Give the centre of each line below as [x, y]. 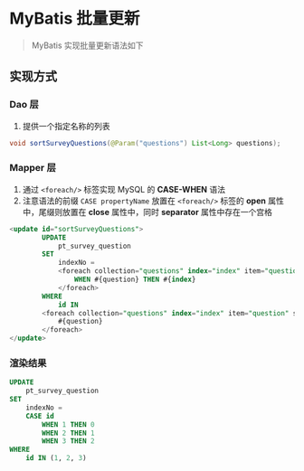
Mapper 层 [33, 168]
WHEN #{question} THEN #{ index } [135, 280]
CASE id [40, 416]
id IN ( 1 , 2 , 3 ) [57, 458]
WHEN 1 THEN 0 [68, 424]
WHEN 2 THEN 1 [68, 433]
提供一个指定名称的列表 [66, 126]
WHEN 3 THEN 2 [68, 441]
